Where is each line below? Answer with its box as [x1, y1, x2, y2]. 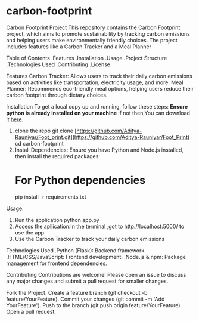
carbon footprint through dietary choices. [6, 91, 108, 98]
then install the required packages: [14, 152, 100, 159]
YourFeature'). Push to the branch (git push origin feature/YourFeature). [6, 301, 182, 308]
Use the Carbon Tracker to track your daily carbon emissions [14, 235, 165, 242]
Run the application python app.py [14, 216, 99, 223]
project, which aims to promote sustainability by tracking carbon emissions [6, 30, 191, 37]
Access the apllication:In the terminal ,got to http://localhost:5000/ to [14, 223, 185, 230]
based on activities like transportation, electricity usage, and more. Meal [6, 79, 184, 86]
